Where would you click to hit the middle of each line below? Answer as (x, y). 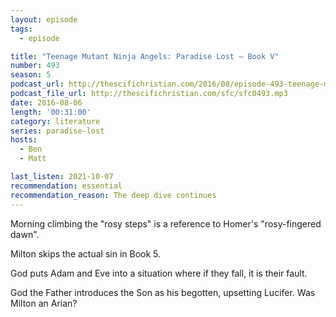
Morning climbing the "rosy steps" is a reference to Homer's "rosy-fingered (166, 223)
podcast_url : (37, 84)
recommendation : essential (66, 186)
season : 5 (31, 75)
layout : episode (44, 19)
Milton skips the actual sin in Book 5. (86, 253)
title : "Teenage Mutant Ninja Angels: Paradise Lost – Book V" (145, 56)
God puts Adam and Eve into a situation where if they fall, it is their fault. (159, 273)
